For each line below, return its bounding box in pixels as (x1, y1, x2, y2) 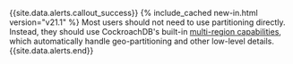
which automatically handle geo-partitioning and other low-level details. (9, 36, 275, 46)
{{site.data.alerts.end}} (9, 45, 94, 56)
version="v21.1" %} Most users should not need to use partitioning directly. (9, 17, 286, 28)
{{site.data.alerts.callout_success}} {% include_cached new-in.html (9, 8, 258, 18)
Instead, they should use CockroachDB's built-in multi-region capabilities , (9, 27, 282, 36)
